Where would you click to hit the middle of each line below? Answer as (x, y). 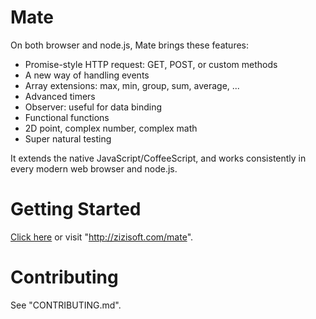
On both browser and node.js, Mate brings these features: (130, 45)
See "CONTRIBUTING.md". (66, 305)
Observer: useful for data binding (93, 107)
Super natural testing (68, 138)
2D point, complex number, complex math (111, 128)
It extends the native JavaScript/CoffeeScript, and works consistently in (158, 158)
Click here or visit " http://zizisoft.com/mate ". (102, 237)
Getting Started (76, 209)
